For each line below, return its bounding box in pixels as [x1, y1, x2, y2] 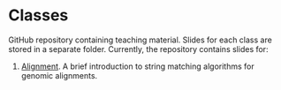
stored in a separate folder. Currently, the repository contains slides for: [8, 43, 269, 54]
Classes [8, 5, 69, 26]
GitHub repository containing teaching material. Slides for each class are [8, 34, 273, 45]
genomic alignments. [20, 70, 98, 80]
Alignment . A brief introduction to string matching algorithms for [20, 61, 254, 71]
